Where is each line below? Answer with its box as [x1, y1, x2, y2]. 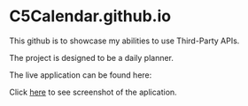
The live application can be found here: [9, 69, 152, 80]
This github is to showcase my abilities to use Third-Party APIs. [9, 35, 240, 46]
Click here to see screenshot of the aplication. [9, 87, 177, 97]
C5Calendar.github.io [9, 6, 171, 26]
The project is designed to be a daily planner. [9, 52, 174, 63]
